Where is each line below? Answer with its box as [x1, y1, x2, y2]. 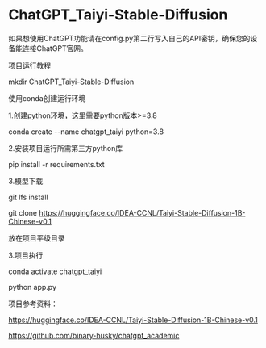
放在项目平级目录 [8, 233, 65, 243]
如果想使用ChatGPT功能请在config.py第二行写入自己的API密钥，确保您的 [8, 33, 251, 43]
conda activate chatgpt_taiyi [8, 266, 102, 276]
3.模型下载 [8, 176, 44, 186]
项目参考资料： [8, 299, 58, 308]
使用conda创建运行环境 [8, 93, 86, 103]
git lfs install [8, 192, 48, 202]
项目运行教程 [8, 61, 51, 70]
